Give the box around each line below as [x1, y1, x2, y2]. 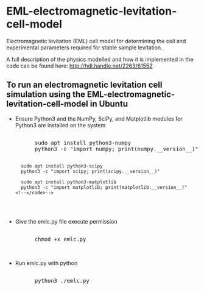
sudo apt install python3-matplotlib [21, 179, 117, 185]
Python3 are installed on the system [15, 121, 106, 129]
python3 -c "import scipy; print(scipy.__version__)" [21, 168, 160, 174]
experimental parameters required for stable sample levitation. [6, 44, 163, 51]
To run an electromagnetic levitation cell [6, 80, 163, 90]
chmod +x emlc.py [34, 236, 86, 242]
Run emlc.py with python [15, 259, 78, 266]
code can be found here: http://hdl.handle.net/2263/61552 [6, 62, 153, 69]
